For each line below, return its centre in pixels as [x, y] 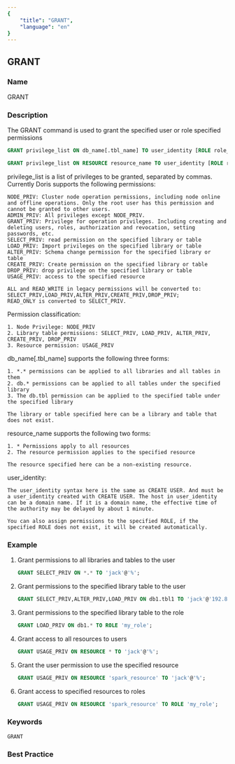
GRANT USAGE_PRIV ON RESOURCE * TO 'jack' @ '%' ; [88, 652]
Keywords [25, 722]
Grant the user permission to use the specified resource [98, 665]
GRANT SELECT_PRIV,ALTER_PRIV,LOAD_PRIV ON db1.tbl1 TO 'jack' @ [113, 599]
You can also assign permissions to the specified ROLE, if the [103, 521]
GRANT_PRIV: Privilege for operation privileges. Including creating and [117, 221]
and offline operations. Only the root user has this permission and [111, 203]
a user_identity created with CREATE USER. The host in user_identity [112, 496]
